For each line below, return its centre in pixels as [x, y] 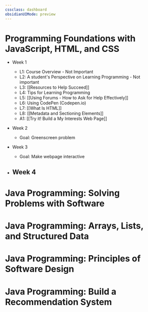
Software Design [40, 269]
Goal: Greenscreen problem [47, 138]
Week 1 [19, 62]
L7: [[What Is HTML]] [41, 108]
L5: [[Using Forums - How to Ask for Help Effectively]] [74, 98]
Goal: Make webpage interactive [52, 157]
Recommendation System [59, 302]
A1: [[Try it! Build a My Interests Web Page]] [63, 119]
